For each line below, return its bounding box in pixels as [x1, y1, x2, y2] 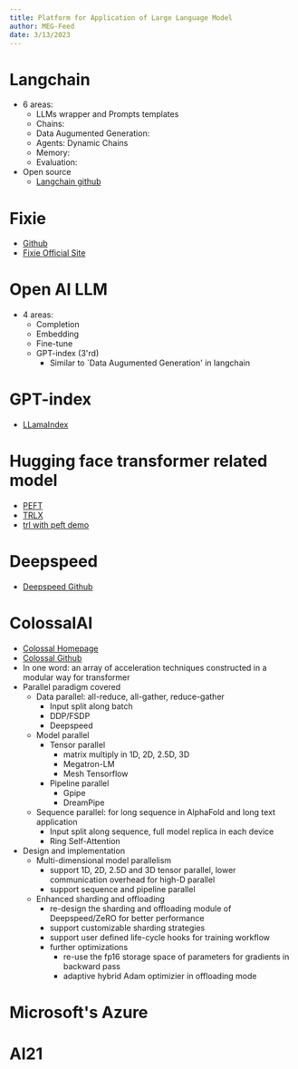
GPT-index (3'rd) [35, 348, 100, 359]
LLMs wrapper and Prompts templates [35, 109, 179, 120]
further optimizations [49, 941, 129, 952]
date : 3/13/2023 [9, 30, 71, 39]
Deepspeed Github [22, 581, 93, 592]
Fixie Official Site [22, 248, 86, 258]
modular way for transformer [22, 672, 130, 683]
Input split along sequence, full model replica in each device [49, 826, 274, 837]
